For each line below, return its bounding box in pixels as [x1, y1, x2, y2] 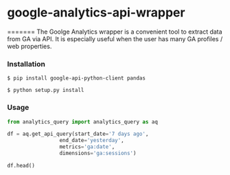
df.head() [7, 162, 36, 169]
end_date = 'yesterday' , [59, 137, 125, 144]
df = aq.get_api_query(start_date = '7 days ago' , [7, 130, 149, 138]
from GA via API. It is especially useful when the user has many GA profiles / [7, 34, 223, 43]
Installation [7, 59, 46, 69]
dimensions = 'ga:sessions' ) [59, 150, 137, 157]
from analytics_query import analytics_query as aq [7, 118, 158, 125]
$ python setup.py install [7, 87, 84, 94]
